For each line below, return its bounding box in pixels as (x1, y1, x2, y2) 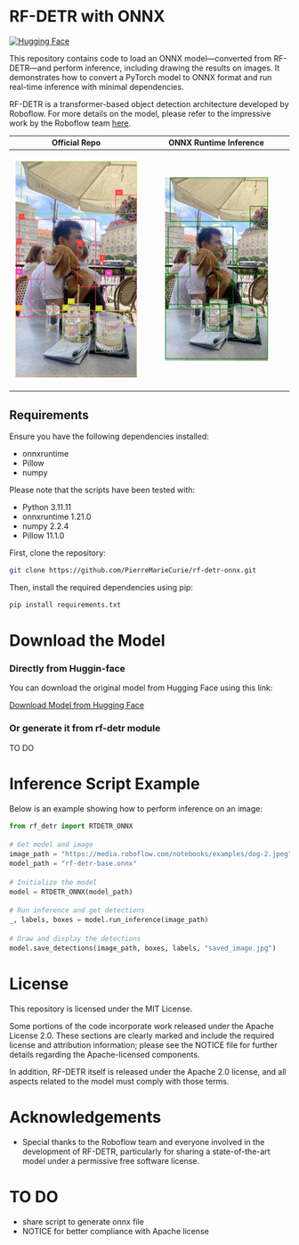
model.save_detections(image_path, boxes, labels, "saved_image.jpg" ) (9, 944, 277, 952)
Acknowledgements (9, 1107, 162, 1127)
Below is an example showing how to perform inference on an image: (9, 803, 263, 813)
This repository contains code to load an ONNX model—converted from (9, 53, 272, 63)
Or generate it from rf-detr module (9, 722, 161, 735)
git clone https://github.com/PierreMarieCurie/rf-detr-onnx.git (9, 566, 256, 575)
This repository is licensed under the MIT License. (9, 1003, 193, 1014)
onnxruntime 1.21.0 (21, 511, 92, 523)
